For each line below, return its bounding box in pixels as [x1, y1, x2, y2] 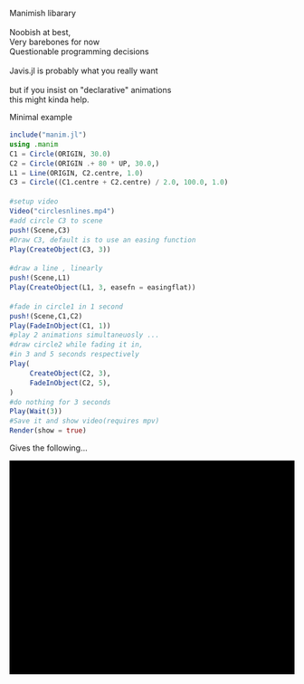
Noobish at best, [9, 27, 71, 37]
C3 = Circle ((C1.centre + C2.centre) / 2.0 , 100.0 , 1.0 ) [9, 178, 229, 187]
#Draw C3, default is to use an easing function [9, 235, 196, 244]
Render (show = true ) [9, 426, 88, 435]
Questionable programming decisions [9, 46, 149, 57]
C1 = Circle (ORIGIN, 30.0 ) [9, 149, 111, 158]
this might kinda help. [9, 94, 90, 105]
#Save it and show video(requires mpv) [9, 416, 160, 426]
